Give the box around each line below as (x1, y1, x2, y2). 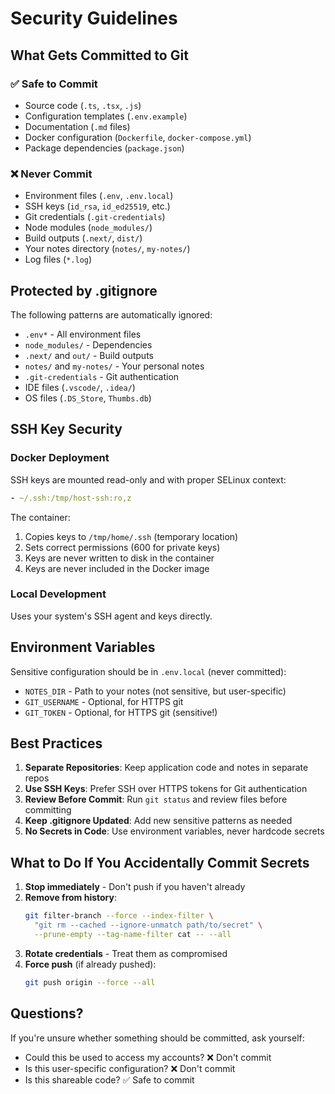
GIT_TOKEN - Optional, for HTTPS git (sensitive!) (24, 706, 218, 718)
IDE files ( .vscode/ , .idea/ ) (24, 381, 136, 393)
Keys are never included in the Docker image (24, 562, 210, 574)
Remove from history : (24, 892, 117, 904)
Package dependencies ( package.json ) (24, 142, 185, 154)
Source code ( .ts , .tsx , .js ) (24, 99, 142, 111)
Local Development (10, 587, 107, 601)
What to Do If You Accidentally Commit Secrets (10, 854, 310, 871)
